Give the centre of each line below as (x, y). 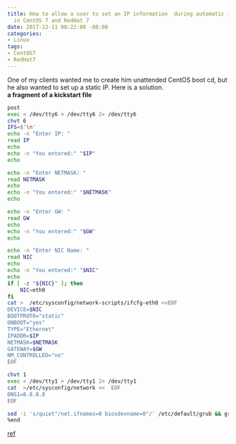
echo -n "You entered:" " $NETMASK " (59, 192)
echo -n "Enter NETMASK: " (47, 173)
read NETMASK (26, 179)
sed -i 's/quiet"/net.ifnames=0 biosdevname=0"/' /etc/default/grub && (114, 414)
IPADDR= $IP (23, 335)
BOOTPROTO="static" (36, 316)
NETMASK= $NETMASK (33, 343)
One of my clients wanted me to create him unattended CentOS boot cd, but (117, 80)
